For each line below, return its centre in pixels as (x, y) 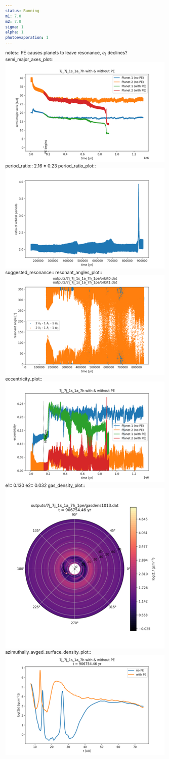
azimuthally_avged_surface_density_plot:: (48, 652)
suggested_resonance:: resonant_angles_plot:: (54, 272)
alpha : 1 (14, 32)
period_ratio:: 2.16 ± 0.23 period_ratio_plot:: (51, 166)
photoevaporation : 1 (27, 38)
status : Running (22, 11)
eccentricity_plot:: (24, 378)
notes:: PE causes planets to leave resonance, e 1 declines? (66, 53)
